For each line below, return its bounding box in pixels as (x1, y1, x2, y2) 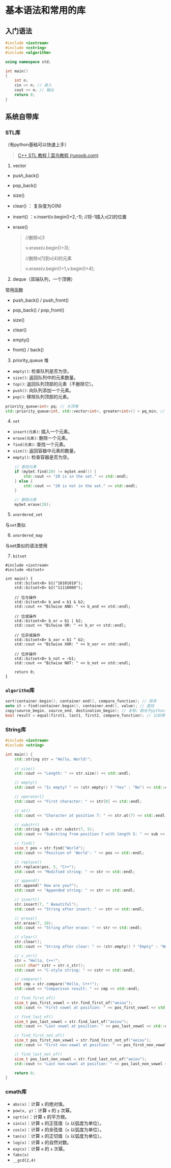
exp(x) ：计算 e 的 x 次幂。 (12, 1145, 68, 1152)
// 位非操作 (14, 652, 37, 657)
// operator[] (14, 794, 44, 799)
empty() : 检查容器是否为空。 (12, 454, 72, 460)
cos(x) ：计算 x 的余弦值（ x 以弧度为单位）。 (12, 1126, 104, 1133)
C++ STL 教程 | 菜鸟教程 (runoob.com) (17, 152, 99, 159)
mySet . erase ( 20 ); (14, 502, 51, 507)
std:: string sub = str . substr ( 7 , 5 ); (14, 827, 95, 832)
